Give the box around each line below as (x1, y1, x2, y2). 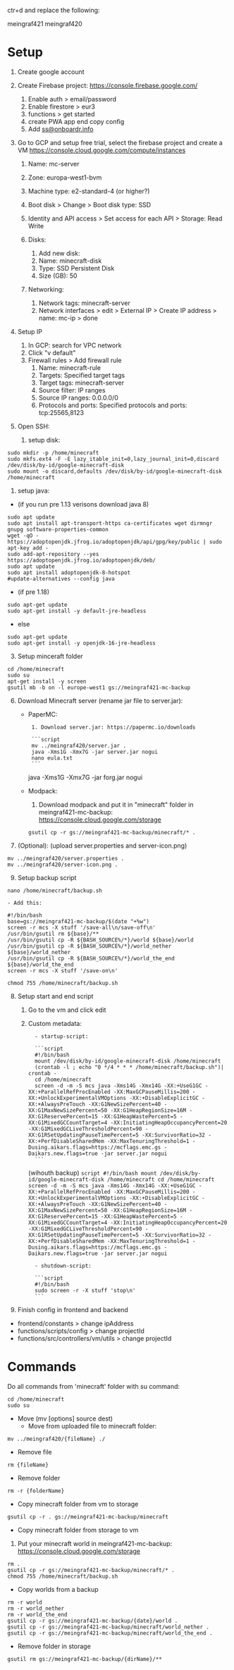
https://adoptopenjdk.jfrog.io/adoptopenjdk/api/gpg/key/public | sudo (7, 538, 222, 545)
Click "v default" (27, 348, 76, 357)
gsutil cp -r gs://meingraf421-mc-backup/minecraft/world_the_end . (7, 1629, 213, 1637)
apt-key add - (7, 544, 49, 552)
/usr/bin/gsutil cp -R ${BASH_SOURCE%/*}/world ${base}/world (7, 936, 194, 944)
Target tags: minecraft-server (38, 378, 125, 387)
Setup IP (17, 327, 43, 335)
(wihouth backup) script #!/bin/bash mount (27, 1168, 157, 1177)
